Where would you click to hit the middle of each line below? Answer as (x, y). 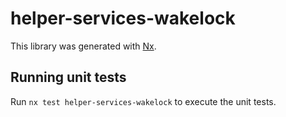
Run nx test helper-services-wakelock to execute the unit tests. (143, 101)
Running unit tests (68, 77)
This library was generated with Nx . (83, 46)
